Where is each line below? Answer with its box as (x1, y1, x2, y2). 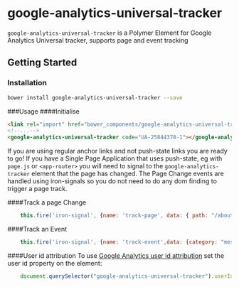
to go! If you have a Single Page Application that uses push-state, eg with (7, 154, 223, 163)
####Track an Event (7, 225, 68, 233)
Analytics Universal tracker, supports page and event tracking (7, 36, 188, 44)
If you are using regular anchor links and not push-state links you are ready (7, 147, 228, 156)
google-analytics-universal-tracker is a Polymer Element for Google (7, 28, 212, 37)
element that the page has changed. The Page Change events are (31, 169, 224, 178)
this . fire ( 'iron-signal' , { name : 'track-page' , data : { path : (20, 212, 208, 220)
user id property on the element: (7, 259, 102, 267)
